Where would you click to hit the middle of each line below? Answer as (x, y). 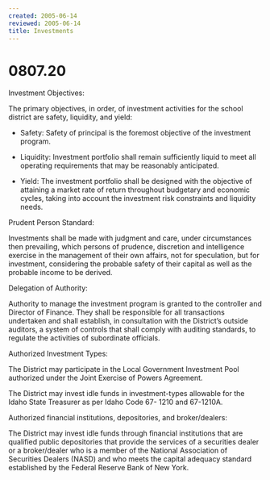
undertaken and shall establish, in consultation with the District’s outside (128, 321)
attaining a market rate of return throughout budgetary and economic (135, 190)
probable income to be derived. (60, 273)
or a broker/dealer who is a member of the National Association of (118, 451)
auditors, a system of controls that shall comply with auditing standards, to (132, 330)
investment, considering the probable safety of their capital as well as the (130, 264)
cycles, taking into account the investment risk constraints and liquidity (138, 198)
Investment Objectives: (46, 93)
